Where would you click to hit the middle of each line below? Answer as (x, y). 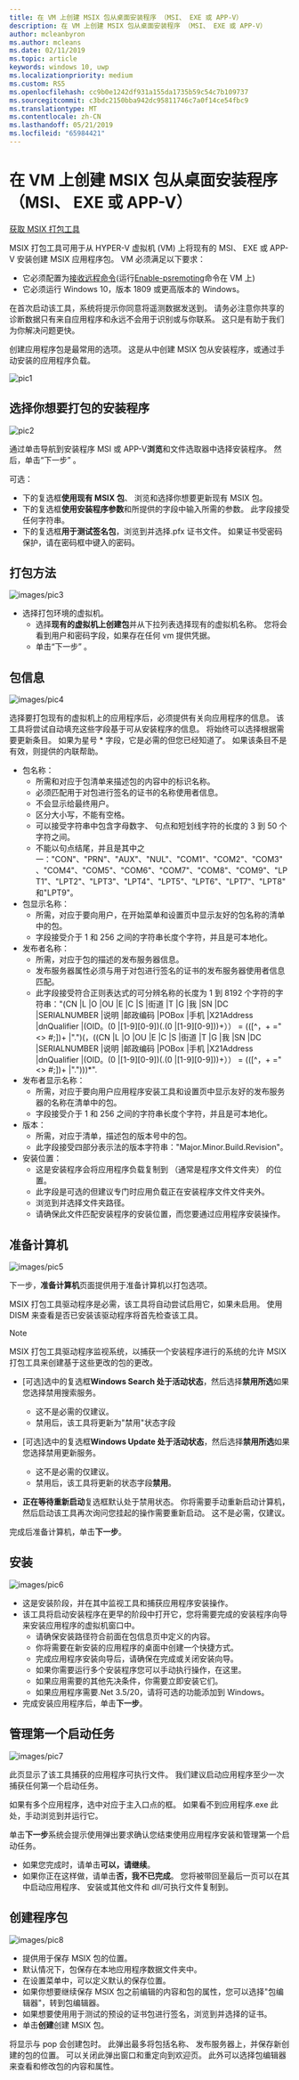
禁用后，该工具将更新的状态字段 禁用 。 (105, 1483)
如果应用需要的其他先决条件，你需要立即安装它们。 (129, 1681)
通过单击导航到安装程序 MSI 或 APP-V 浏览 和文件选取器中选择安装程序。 (141, 449)
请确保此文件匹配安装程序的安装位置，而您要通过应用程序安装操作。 (160, 1214)
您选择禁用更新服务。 (61, 1453)
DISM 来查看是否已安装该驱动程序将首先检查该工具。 (106, 1316)
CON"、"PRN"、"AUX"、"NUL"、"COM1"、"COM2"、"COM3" (169, 860)
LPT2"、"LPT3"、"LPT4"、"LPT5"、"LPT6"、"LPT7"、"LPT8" (173, 882)
